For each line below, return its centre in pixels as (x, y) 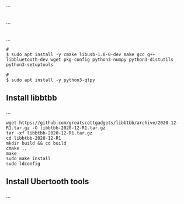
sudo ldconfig (23, 164)
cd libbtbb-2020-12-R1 (34, 138)
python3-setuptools (30, 65)
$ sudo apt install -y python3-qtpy (51, 80)
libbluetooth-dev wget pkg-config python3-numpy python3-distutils (90, 60)
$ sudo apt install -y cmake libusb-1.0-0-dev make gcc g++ (81, 54)
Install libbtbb (32, 98)
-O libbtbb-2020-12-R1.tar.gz (69, 128)
